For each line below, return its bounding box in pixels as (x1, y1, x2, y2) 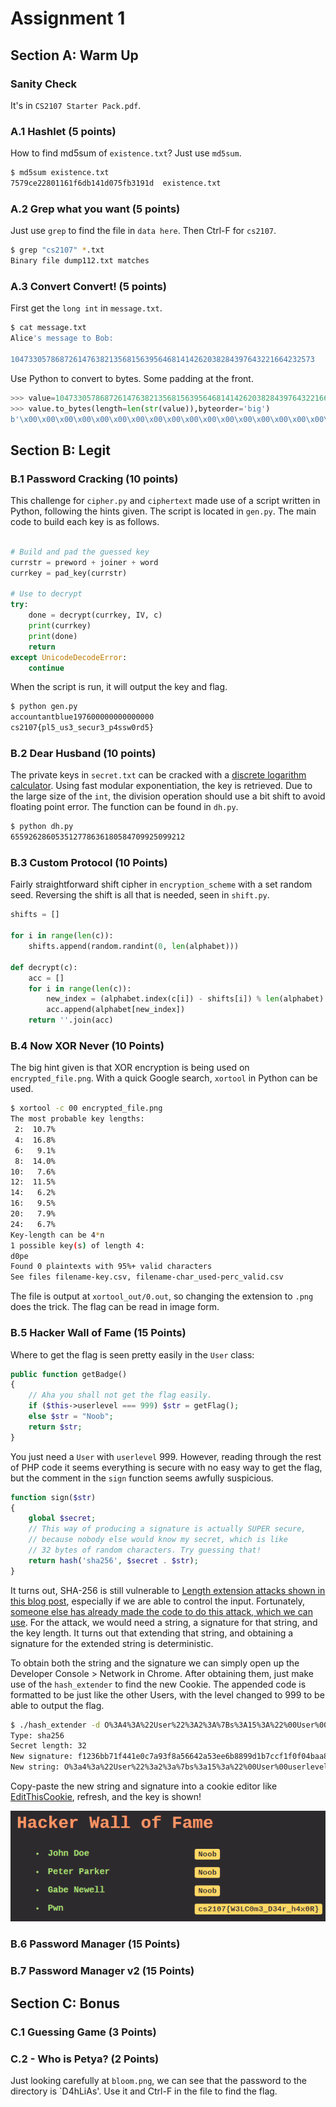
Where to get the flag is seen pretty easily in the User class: (10, 1348, 255, 1361)
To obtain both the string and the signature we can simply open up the (10, 1657, 300, 1669)
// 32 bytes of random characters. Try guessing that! (28, 1545, 262, 1556)
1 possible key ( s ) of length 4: (10, 1240, 145, 1251)
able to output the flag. (10, 1699, 105, 1711)
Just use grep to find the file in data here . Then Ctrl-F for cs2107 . (10, 225, 277, 237)
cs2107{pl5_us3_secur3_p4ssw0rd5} (10, 723, 155, 733)
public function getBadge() (10, 1369, 128, 1379)
